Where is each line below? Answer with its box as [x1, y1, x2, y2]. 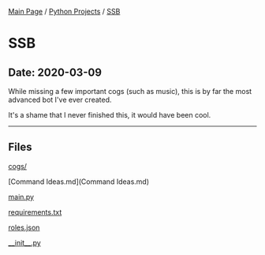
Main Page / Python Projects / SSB [8, 7, 121, 16]
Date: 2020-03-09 [8, 66, 103, 79]
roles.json [8, 223, 40, 232]
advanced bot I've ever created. [8, 95, 112, 104]
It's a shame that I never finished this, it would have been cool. [8, 111, 211, 119]
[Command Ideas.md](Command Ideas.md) [8, 177, 150, 186]
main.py [8, 192, 34, 201]
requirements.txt [8, 207, 62, 216]
